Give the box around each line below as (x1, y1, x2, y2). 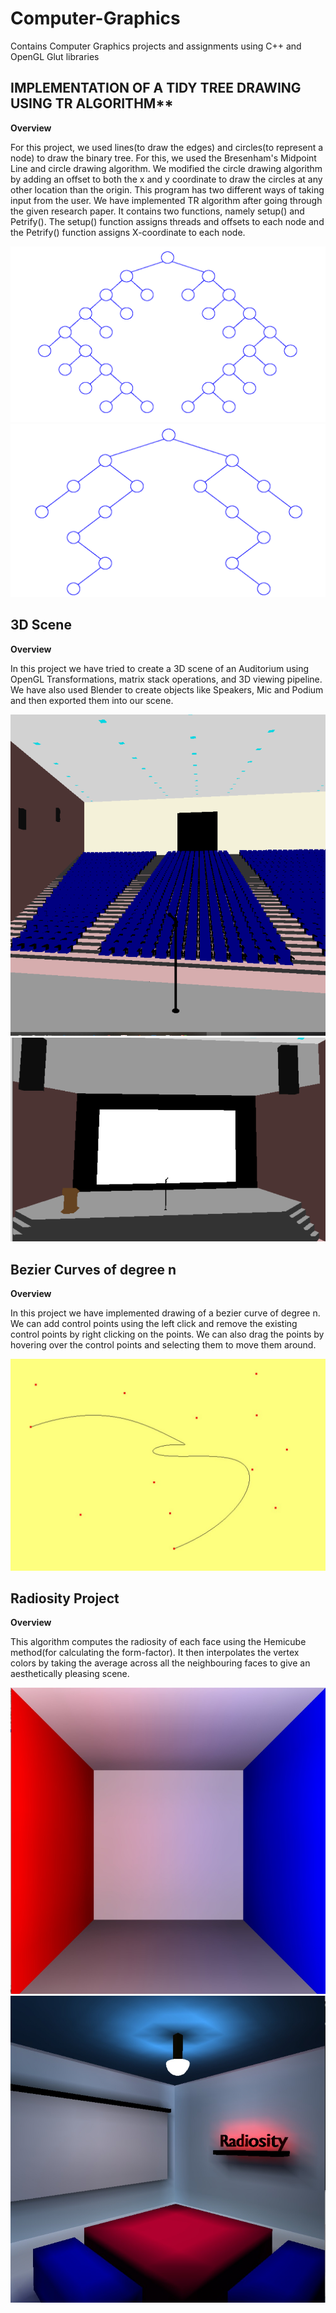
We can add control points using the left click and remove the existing (10, 1317, 298, 1329)
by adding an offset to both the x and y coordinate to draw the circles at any (10, 173, 323, 185)
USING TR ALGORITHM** (10, 95, 174, 112)
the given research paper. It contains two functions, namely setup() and (10, 205, 305, 217)
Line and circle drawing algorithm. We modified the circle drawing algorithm (10, 162, 323, 174)
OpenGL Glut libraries (10, 50, 100, 62)
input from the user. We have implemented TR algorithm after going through (10, 194, 323, 206)
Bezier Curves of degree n (10, 1261, 177, 1278)
